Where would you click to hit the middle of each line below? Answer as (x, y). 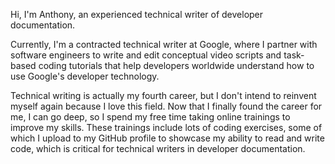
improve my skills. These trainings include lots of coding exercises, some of (166, 127)
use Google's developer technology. (85, 76)
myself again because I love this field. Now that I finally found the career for (166, 106)
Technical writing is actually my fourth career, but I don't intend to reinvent (163, 95)
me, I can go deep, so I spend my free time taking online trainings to (150, 117)
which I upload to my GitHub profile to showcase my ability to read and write (167, 138)
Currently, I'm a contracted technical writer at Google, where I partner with (164, 44)
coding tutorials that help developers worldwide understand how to (176, 65)
